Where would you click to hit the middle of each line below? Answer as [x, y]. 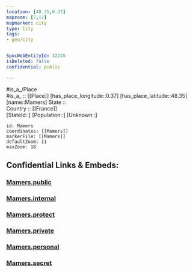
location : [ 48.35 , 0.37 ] [36, 12]
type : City [20, 29]
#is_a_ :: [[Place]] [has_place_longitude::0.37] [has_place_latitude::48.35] [97, 95]
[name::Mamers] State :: [36, 102]
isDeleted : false [28, 61]
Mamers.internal [31, 198]
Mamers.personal [33, 247]
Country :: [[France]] [32, 108]
